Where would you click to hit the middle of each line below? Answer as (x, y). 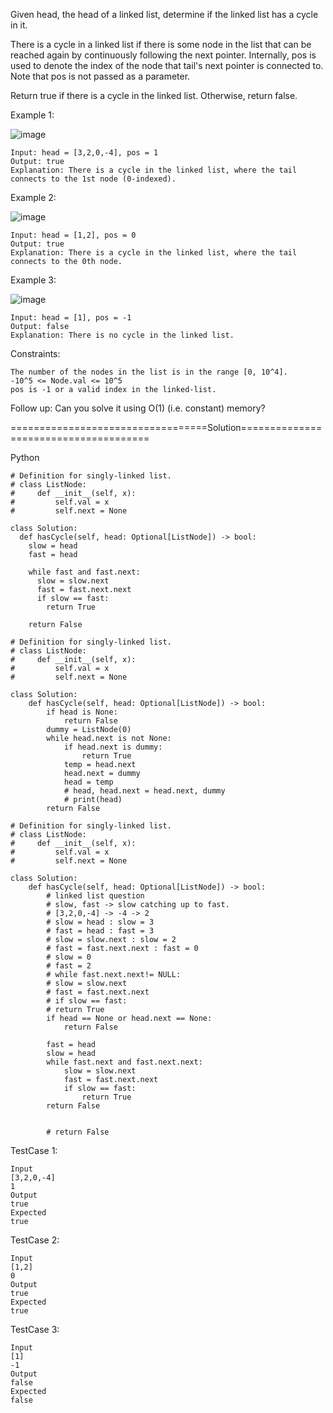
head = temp (88, 782)
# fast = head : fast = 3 (100, 931)
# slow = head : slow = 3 (100, 922)
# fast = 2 (69, 966)
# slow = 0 (69, 957)
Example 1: (32, 115)
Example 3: (33, 280)
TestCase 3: (35, 1329)
